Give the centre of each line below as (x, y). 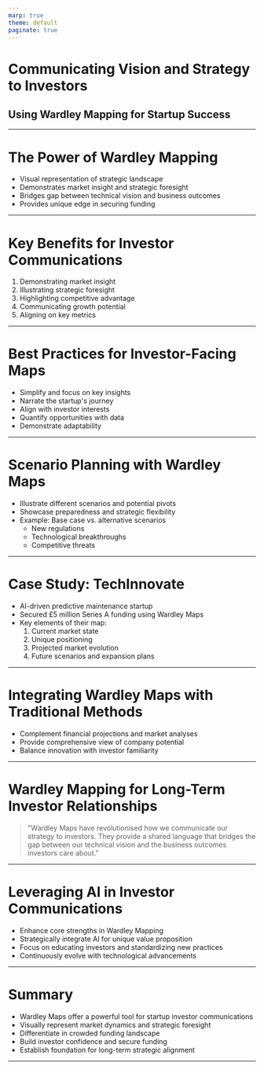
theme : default (33, 23)
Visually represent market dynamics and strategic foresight (115, 1024)
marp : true (26, 15)
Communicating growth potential (72, 306)
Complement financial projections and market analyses (108, 734)
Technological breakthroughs (79, 537)
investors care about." (63, 852)
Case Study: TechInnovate (96, 584)
